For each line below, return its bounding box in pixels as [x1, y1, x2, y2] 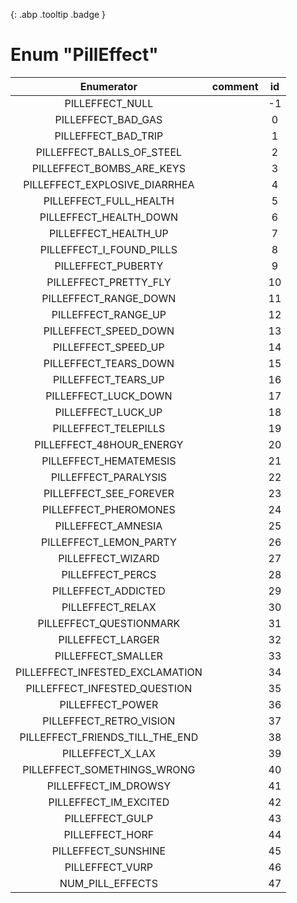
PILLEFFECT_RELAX [61, 600, 157, 614]
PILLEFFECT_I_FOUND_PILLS [39, 242, 178, 256]
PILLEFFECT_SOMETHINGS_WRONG [22, 762, 196, 776]
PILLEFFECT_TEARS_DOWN [43, 356, 175, 370]
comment [211, 79, 259, 93]
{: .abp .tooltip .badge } [10, 9, 107, 20]
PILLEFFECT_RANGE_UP [51, 307, 167, 321]
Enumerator [79, 79, 138, 93]
